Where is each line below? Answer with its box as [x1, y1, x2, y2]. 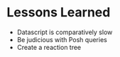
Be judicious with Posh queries [16, 35, 107, 43]
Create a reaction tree [16, 43, 82, 51]
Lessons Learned [6, 4, 111, 21]
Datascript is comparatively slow [16, 28, 113, 36]
